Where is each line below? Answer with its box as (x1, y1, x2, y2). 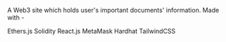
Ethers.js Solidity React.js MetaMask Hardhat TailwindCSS (7, 27, 176, 35)
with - (7, 13, 25, 22)
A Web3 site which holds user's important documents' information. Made (7, 6, 220, 14)
